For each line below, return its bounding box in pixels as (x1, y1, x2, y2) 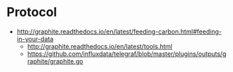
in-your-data (16, 34, 54, 43)
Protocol (6, 4, 58, 20)
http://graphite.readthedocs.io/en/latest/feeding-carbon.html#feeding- (16, 27, 222, 36)
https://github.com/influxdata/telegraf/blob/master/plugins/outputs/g (27, 50, 227, 58)
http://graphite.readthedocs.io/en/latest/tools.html (27, 42, 173, 50)
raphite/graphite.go (27, 57, 84, 65)
